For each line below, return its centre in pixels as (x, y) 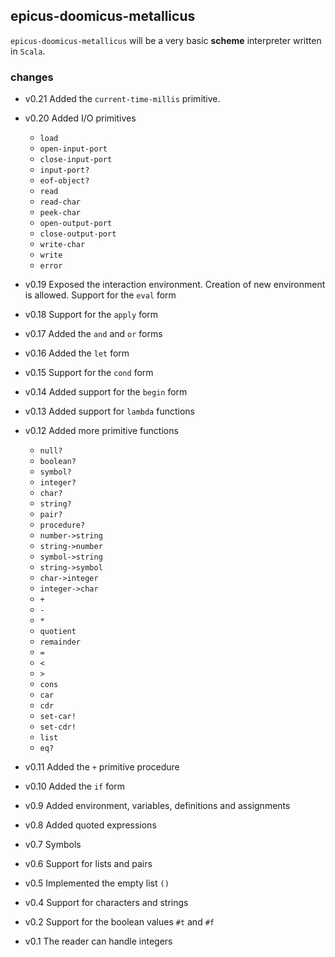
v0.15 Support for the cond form (89, 373)
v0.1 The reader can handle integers (98, 941)
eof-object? (64, 181)
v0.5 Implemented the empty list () (97, 883)
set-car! (58, 717)
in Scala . (28, 51)
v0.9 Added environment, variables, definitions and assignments (157, 806)
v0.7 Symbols (53, 845)
